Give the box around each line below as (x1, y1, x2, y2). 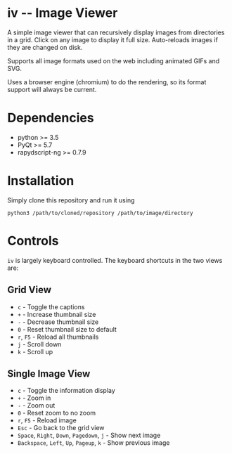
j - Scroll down (17, 339, 62, 349)
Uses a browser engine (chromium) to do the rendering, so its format (7, 77, 207, 86)
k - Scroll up (17, 347, 53, 356)
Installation (7, 173, 75, 189)
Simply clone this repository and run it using (7, 195, 135, 205)
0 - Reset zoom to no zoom (17, 409, 96, 417)
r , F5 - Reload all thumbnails (17, 332, 99, 341)
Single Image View (7, 368, 91, 380)
